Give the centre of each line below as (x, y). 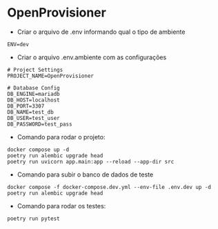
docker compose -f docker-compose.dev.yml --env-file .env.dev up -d (109, 187)
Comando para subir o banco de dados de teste (85, 175)
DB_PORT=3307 (26, 106)
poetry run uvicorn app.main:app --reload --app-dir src (91, 161)
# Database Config (33, 88)
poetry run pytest (33, 219)
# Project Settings (35, 70)
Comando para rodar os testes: (61, 206)
